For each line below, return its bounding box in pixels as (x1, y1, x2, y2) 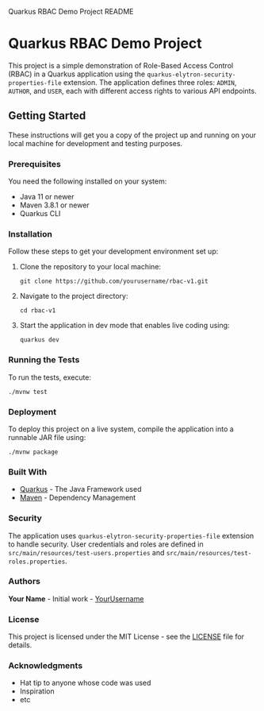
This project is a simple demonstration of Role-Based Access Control (8, 60, 234, 70)
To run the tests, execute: (8, 373, 92, 382)
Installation (8, 228, 53, 239)
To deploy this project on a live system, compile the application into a (8, 424, 234, 434)
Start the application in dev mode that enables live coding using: (19, 321, 230, 330)
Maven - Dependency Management (19, 493, 136, 503)
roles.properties (8, 558, 66, 566)
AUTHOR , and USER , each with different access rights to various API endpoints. (8, 86, 257, 95)
